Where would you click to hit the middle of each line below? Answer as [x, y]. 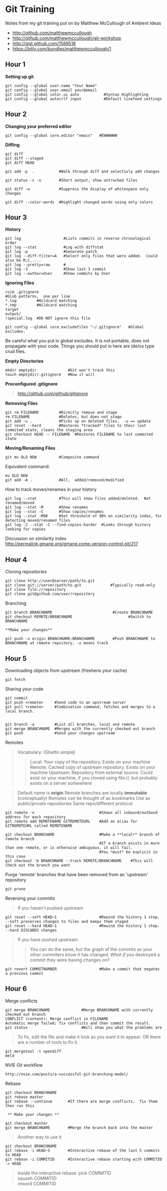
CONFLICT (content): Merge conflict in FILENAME [57, 1019]
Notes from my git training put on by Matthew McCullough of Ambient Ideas [83, 23]
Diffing [12, 145]
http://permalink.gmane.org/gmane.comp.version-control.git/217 [72, 544]
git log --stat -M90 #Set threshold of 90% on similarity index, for [84, 516]
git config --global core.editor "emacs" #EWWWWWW [61, 135]
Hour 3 [16, 217]
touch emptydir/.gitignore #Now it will [50, 375]
